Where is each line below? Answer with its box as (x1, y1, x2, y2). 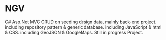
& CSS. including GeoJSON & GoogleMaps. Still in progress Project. (5, 29, 143, 35)
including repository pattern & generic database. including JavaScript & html (5, 24, 162, 30)
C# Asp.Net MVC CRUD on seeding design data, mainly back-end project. (5, 19, 157, 25)
